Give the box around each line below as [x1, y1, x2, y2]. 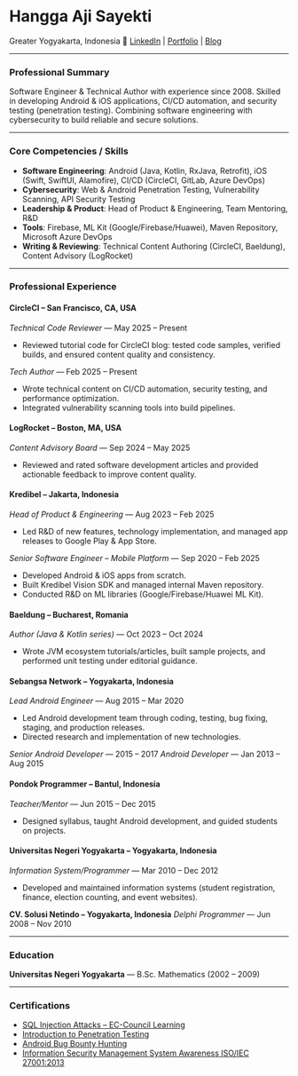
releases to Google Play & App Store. [21, 535, 158, 547]
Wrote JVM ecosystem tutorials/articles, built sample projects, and [21, 646, 266, 657]
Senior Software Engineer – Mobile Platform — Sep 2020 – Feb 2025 [9, 553, 260, 564]
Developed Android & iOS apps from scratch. [21, 570, 186, 581]
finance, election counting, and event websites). [21, 891, 198, 902]
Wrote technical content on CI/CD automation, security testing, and [21, 384, 268, 394]
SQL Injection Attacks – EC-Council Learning [21, 1019, 185, 1031]
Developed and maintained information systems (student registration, [21, 882, 276, 893]
